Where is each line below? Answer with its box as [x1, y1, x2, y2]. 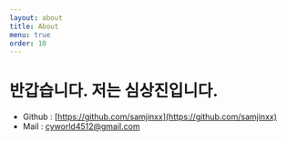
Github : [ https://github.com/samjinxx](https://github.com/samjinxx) [22, 111, 278, 123]
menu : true [9, 30, 51, 39]
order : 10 [9, 38, 47, 48]
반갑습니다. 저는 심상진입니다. [9, 81, 219, 101]
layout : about [9, 13, 64, 23]
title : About [9, 22, 59, 31]
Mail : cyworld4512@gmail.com [22, 121, 140, 132]
